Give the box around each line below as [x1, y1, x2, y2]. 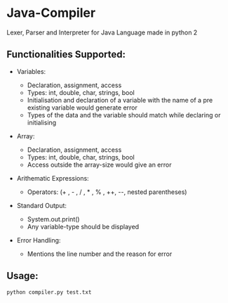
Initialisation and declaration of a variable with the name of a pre [27, 96, 213, 104]
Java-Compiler [6, 5, 96, 21]
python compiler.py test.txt [6, 288, 92, 296]
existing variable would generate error [27, 103, 138, 112]
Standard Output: [16, 201, 67, 209]
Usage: [6, 270, 39, 282]
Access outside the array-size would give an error [27, 160, 172, 169]
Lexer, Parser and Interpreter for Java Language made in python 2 [6, 28, 198, 37]
